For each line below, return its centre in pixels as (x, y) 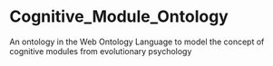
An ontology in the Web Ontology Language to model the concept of (137, 42)
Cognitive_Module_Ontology (119, 17)
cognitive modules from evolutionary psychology (101, 51)
